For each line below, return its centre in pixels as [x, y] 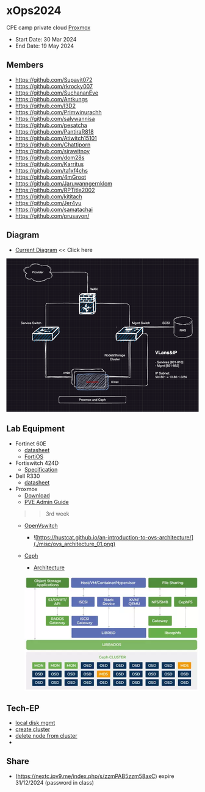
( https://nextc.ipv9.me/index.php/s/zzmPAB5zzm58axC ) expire [95, 776]
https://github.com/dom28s [50, 157]
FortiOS [34, 456]
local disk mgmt [35, 723]
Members [25, 65]
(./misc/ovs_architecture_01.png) [74, 544]
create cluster [33, 729]
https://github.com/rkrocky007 [54, 86]
